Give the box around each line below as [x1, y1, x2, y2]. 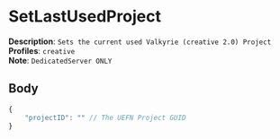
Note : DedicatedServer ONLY [8, 55, 113, 65]
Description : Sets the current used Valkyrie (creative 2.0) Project [8, 36, 272, 47]
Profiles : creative [8, 45, 76, 56]
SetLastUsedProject [8, 6, 161, 27]
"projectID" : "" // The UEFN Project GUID [24, 113, 186, 122]
